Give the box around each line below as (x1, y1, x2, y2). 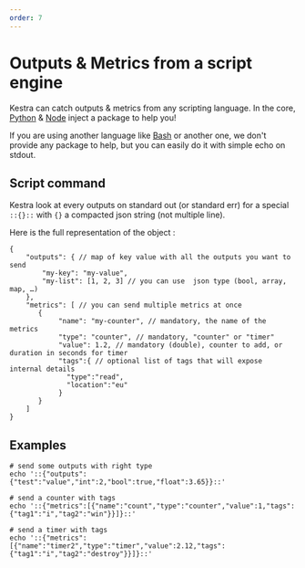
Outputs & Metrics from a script (9, 52, 253, 73)
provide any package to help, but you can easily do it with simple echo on (9, 139, 286, 151)
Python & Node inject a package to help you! (9, 111, 177, 123)
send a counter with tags (17, 494, 117, 503)
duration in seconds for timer (9, 349, 128, 358)
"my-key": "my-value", (42, 268, 128, 279)
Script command (9, 175, 107, 191)
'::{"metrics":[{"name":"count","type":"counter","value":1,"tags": (29, 501, 296, 511)
